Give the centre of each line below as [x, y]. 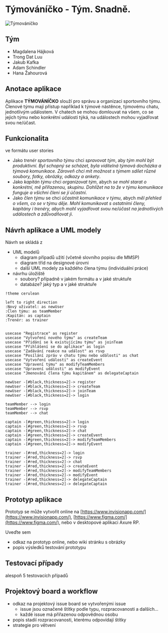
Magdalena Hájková [33, 51]
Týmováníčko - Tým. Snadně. [68, 9]
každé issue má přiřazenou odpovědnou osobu [69, 614]
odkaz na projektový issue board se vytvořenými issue [69, 604]
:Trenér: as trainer [27, 320]
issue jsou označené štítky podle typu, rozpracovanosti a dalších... [89, 609]
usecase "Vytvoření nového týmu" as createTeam [56, 338]
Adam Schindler [29, 67]
